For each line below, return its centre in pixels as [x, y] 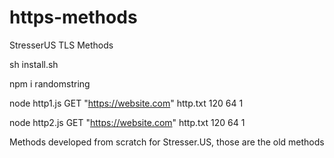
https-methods [73, 17]
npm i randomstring [50, 83]
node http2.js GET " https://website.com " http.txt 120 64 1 [127, 122]
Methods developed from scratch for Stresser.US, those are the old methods [167, 142]
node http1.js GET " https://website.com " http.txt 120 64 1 [126, 103]
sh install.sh [34, 64]
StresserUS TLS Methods [61, 45]
